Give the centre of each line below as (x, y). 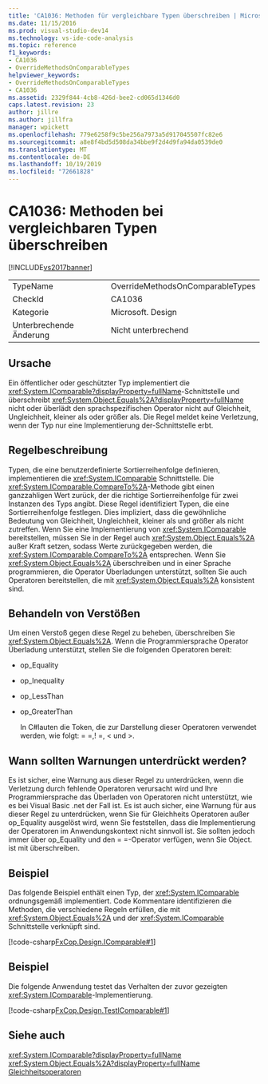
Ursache (30, 363)
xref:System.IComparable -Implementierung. (81, 994)
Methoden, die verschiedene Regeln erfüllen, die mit (95, 909)
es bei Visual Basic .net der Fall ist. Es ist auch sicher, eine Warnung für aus (132, 806)
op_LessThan (41, 696)
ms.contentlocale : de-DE (49, 157)
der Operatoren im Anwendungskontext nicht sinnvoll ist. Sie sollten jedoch (132, 831)
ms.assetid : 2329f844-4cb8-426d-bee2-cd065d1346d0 (94, 98)
